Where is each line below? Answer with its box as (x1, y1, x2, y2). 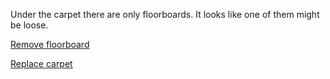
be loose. (10, 19, 49, 31)
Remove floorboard (10, 39, 90, 50)
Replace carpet (10, 58, 73, 69)
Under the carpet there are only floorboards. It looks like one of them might (10, 9, 320, 20)
